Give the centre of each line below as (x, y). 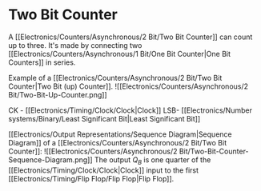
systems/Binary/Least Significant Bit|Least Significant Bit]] (104, 118)
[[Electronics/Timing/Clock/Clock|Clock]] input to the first (103, 170)
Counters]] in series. (42, 62)
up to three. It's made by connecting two (75, 45)
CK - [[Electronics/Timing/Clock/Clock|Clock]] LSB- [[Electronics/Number (130, 110)
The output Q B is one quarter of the (153, 160)
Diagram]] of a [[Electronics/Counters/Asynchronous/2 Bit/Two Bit (117, 142)
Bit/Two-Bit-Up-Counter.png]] (58, 94)
